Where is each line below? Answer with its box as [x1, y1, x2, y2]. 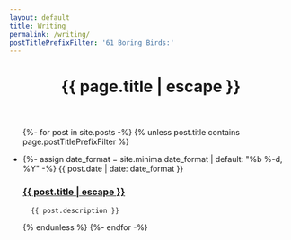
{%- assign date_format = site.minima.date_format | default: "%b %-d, [22, 154, 283, 165]
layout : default [9, 13, 70, 22]
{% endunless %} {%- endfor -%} [22, 221, 148, 233]
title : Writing [9, 21, 66, 30]
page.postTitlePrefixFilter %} [22, 136, 130, 148]
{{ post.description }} [31, 206, 119, 215]
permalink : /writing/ [9, 30, 91, 39]
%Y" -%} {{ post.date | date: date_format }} [22, 163, 184, 175]
